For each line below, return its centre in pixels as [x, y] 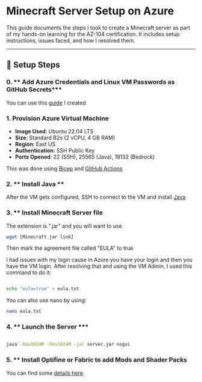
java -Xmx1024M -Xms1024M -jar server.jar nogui [68, 344]
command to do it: [29, 273]
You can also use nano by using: [46, 300]
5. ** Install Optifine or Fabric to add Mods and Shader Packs [97, 360]
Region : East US [35, 144]
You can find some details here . [45, 373]
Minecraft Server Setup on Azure [90, 11]
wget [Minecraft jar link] [40, 237]
